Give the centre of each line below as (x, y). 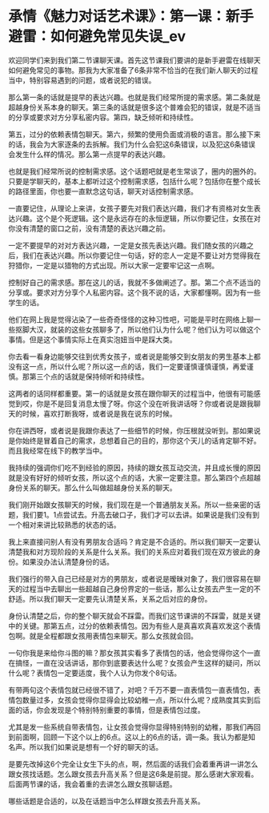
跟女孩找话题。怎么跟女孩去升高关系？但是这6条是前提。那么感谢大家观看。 (133, 774)
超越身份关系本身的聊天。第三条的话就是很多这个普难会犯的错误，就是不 (127, 107)
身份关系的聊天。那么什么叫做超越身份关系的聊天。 (92, 487)
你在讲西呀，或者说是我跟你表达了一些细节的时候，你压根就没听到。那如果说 (134, 430)
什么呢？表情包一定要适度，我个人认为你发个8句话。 (95, 673)
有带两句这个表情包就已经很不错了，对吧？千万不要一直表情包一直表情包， (131, 690)
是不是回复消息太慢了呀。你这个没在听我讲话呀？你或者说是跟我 (148, 403)
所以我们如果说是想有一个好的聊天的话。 (96, 747)
